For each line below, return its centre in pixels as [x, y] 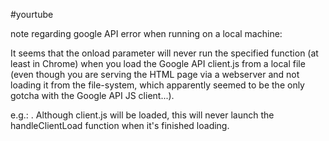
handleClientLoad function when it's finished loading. [120, 125]
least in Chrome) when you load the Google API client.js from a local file [158, 63]
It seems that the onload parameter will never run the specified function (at [164, 53]
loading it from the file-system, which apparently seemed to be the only [157, 85]
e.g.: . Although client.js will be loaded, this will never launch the [142, 115]
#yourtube [32, 14]
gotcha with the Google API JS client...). [92, 95]
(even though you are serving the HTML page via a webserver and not [155, 74]
